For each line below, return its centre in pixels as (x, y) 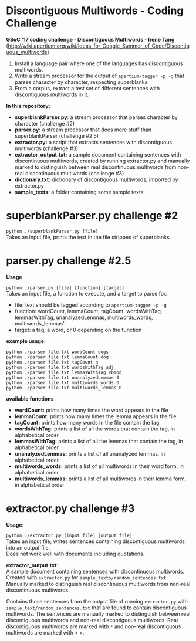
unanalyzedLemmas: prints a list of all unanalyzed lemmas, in (90, 453)
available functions (30, 398)
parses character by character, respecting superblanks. (82, 82)
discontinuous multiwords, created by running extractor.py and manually (102, 161)
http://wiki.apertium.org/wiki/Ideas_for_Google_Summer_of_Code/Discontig (99, 46)
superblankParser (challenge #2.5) (56, 135)
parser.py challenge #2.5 (69, 261)
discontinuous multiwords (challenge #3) (75, 173)
